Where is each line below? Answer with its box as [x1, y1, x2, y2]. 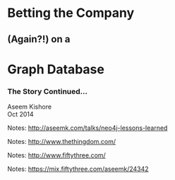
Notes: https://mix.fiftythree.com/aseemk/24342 [7, 164, 150, 174]
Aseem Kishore [7, 102, 52, 111]
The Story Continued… [7, 86, 88, 96]
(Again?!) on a [7, 33, 71, 45]
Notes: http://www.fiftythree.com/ [7, 151, 106, 160]
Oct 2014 [7, 110, 34, 119]
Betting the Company [7, 5, 135, 21]
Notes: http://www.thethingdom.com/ [7, 138, 116, 146]
